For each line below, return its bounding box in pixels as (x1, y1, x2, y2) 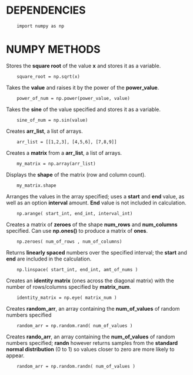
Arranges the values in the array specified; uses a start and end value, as (6, 193, 185, 200)
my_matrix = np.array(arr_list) (16, 161, 96, 167)
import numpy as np (16, 23, 65, 29)
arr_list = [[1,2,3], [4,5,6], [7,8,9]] (16, 139, 117, 145)
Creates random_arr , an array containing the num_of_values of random (6, 305, 180, 312)
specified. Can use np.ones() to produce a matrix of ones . (6, 227, 148, 234)
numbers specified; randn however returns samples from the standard (6, 339, 178, 346)
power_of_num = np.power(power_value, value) (16, 95, 131, 101)
